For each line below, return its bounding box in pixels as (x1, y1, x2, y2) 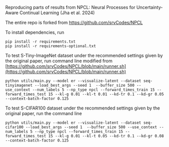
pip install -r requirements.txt (5, 39, 76, 44)
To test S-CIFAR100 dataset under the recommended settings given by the (5, 105, 160, 111)
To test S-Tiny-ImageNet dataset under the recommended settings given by (5, 53, 163, 58)
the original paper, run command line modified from (5, 58, 113, 64)
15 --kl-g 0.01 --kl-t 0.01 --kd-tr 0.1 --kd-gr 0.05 (48, 92, 164, 97)
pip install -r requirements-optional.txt (5, 44, 96, 49)
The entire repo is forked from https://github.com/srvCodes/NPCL (5, 20, 143, 25)
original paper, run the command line (5, 111, 82, 116)
